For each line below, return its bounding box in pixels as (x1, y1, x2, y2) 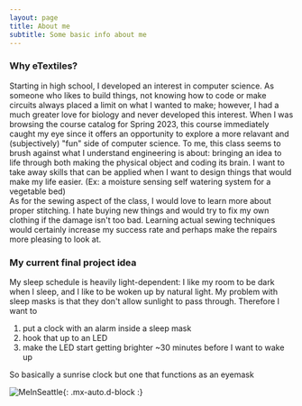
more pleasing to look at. (9, 234, 102, 245)
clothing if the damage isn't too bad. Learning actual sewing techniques (9, 214, 276, 226)
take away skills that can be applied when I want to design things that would (9, 166, 292, 177)
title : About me (9, 22, 70, 31)
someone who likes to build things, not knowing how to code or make (9, 89, 267, 100)
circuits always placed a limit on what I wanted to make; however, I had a (9, 99, 279, 110)
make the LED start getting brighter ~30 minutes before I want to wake (22, 342, 285, 353)
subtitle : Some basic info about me (9, 30, 147, 39)
